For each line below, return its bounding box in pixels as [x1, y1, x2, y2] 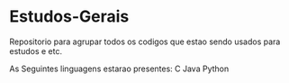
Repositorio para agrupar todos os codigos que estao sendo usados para [9, 36, 281, 47]
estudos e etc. [9, 45, 63, 56]
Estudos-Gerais [9, 6, 130, 27]
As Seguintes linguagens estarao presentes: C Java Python [9, 63, 230, 74]
